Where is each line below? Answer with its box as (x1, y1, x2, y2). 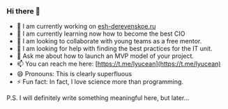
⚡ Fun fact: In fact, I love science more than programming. (16, 78, 184, 86)
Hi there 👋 (6, 6, 41, 16)
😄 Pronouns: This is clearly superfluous (16, 70, 132, 78)
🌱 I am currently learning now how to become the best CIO (16, 29, 185, 38)
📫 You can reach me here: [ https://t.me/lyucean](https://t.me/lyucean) (16, 59, 221, 68)
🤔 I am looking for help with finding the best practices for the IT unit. (16, 45, 213, 53)
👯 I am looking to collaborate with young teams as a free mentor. (16, 37, 202, 45)
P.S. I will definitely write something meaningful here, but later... (6, 94, 190, 102)
